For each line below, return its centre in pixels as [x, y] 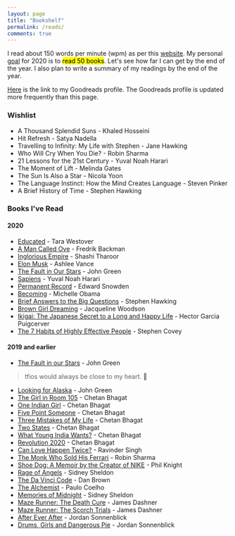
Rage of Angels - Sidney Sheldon [65, 472]
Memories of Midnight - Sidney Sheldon [75, 494]
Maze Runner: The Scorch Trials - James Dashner [90, 510]
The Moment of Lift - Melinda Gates [69, 168]
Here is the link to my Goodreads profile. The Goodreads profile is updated [115, 89]
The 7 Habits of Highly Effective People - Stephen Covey [100, 331]
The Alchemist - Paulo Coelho [61, 487]
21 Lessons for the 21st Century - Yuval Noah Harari [93, 161]
